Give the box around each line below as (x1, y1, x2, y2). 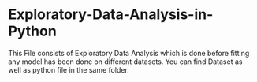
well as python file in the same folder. (8, 65, 130, 74)
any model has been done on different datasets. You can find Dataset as (8, 57, 243, 66)
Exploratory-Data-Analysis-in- (8, 6, 214, 24)
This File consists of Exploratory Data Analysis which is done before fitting (8, 48, 250, 58)
